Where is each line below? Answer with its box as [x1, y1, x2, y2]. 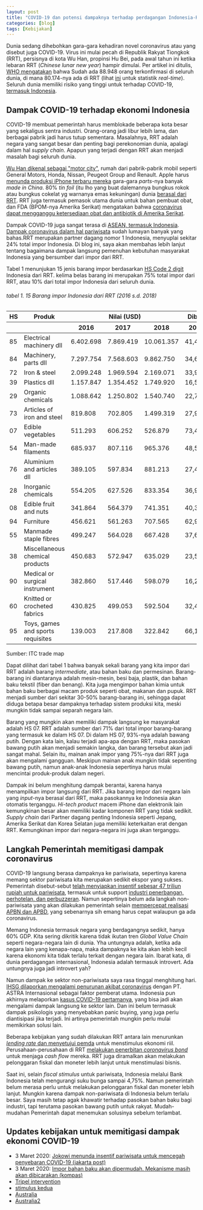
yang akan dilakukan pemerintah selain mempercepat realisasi [33, 902, 189, 909]
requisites [24, 634, 52, 643]
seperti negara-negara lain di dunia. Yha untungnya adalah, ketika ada [6, 939, 181, 946]
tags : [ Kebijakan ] [6, 25, 53, 32]
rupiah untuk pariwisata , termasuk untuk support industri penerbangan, [6, 889, 184, 896]
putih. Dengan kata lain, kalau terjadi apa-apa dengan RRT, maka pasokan [6, 738, 190, 745]
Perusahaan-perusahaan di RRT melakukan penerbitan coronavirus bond [6, 1046, 188, 1053]
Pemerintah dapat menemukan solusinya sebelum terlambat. [31, 1109, 182, 1116]
